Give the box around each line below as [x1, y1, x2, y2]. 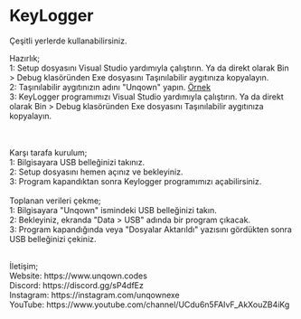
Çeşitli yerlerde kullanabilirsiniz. [9, 35, 127, 46]
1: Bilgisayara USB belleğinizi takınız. [9, 156, 146, 167]
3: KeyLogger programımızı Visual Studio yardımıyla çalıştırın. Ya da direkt [9, 91, 285, 102]
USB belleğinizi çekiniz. [9, 233, 97, 244]
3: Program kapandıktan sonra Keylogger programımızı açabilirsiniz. [9, 175, 262, 186]
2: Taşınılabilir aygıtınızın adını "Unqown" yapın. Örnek [9, 81, 211, 92]
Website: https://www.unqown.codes [9, 270, 147, 281]
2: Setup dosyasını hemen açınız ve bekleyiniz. [9, 166, 183, 177]
